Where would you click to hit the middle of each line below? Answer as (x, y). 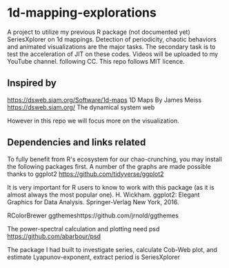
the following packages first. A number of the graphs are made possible (109, 166)
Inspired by (32, 83)
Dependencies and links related (77, 142)
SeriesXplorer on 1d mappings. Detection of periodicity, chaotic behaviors (112, 39)
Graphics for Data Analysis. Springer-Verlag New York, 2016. (93, 202)
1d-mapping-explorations (82, 13)
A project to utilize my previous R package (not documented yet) (99, 32)
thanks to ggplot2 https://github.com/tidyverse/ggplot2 (86, 174)
